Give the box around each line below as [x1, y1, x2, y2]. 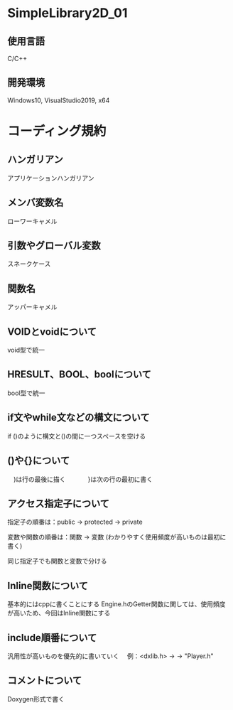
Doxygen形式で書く [7, 694, 65, 703]
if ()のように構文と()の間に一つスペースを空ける [7, 431, 146, 440]
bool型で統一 [7, 389, 45, 397]
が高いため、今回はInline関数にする [7, 609, 111, 618]
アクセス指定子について [7, 497, 110, 510]
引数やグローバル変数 [7, 240, 101, 252]
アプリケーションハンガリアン [7, 173, 94, 182]
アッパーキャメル [7, 303, 58, 311]
